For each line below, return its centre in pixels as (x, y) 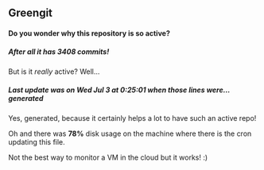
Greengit (31, 13)
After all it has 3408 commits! (59, 52)
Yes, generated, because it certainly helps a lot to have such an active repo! (132, 118)
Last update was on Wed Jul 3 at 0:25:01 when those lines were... (119, 90)
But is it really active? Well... (54, 71)
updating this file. (37, 141)
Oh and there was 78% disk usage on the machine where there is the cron (130, 133)
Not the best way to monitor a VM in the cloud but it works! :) (108, 157)
